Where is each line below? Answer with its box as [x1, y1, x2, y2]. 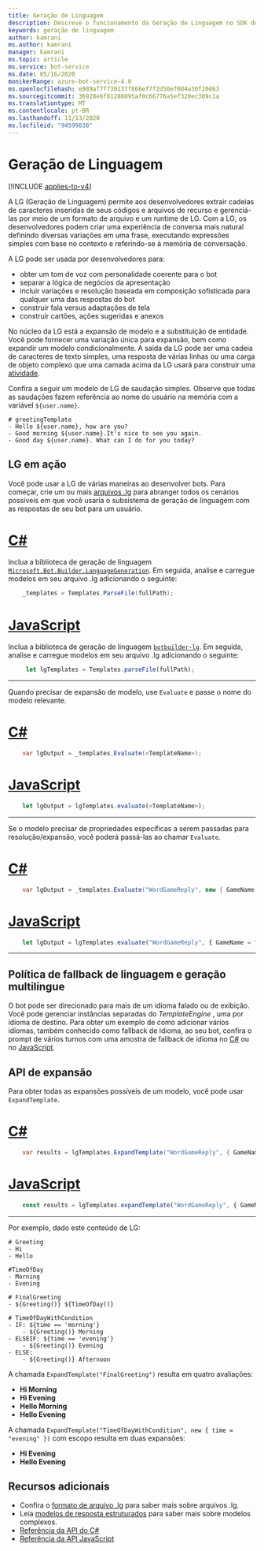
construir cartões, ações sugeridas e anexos [19, 311, 164, 320]
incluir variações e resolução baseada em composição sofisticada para [19, 285, 251, 296]
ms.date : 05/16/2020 [8, 70, 76, 78]
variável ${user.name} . [8, 400, 80, 410]
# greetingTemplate [8, 416, 72, 423]
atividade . [8, 368, 41, 378]
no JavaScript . [8, 1042, 55, 1053]
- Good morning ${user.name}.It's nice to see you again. [8, 429, 202, 438]
